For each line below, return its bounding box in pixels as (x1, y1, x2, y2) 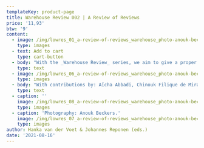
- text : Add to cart (12, 48, 64, 54)
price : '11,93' (6, 20, 45, 26)
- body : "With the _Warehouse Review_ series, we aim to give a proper (12, 59, 197, 65)
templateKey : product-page (6, 8, 75, 15)
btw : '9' (6, 25, 29, 32)
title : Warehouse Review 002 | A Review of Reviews (6, 14, 140, 21)
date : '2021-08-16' (6, 132, 56, 139)
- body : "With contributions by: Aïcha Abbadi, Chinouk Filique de (12, 82, 186, 88)
